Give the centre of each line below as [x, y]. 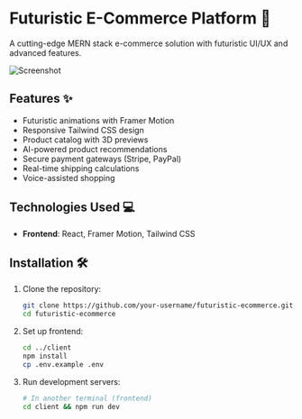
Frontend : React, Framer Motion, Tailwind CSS [109, 233]
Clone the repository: [62, 289]
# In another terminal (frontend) [87, 398]
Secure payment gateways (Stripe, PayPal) [102, 159]
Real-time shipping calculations [81, 168]
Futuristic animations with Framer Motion [98, 120]
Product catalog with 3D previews [85, 140]
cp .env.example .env [63, 364]
